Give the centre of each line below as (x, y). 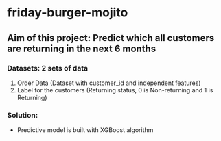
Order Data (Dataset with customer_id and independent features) (109, 83)
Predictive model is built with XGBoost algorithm (85, 130)
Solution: (23, 115)
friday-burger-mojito (68, 13)
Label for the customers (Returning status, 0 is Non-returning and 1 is (115, 90)
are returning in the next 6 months (82, 48)
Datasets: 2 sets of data (47, 68)
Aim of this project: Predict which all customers (111, 38)
